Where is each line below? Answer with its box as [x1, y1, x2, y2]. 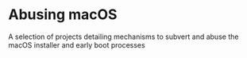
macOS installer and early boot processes [8, 40, 145, 49]
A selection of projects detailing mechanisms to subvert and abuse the [8, 32, 239, 41]
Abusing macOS [8, 6, 118, 24]
